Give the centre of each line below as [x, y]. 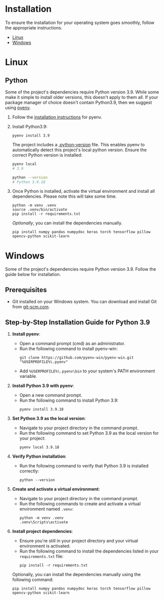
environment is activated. [45, 546]
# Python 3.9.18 [29, 182]
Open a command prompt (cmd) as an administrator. [72, 343]
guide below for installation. [33, 275]
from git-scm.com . [31, 307]
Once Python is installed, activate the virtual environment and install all [83, 191]
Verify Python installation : [39, 456]
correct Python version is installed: [47, 155]
